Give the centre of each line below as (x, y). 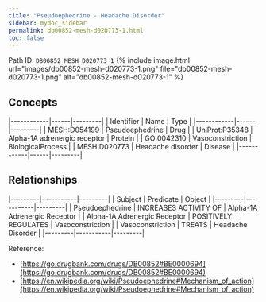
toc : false (26, 38)
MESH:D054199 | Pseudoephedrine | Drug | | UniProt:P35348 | (150, 130)
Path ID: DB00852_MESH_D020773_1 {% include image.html (99, 60)
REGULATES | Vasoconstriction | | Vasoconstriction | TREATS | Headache (128, 224)
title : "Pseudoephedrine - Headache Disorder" (87, 15)
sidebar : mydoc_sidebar (48, 23)
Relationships (43, 180)
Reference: (26, 248)
